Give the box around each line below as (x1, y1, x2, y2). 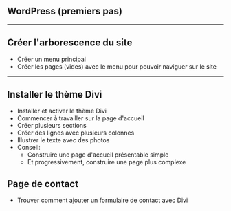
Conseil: (16, 144, 41, 152)
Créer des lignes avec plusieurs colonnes (16, 129, 135, 137)
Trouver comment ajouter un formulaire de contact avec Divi (16, 196, 188, 205)
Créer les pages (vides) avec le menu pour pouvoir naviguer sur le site (16, 62, 217, 71)
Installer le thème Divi (7, 89, 102, 100)
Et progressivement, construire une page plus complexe (27, 158, 186, 166)
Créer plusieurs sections (16, 122, 87, 130)
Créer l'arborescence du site (7, 37, 133, 49)
